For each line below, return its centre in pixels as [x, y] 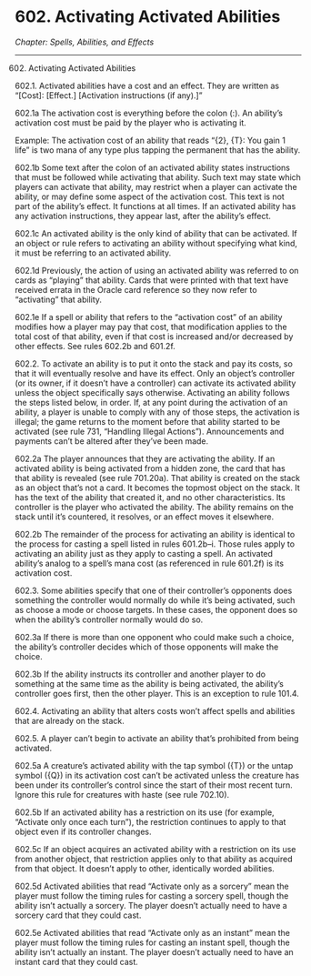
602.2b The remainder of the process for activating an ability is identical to [155, 534]
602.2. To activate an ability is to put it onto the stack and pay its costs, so [154, 363]
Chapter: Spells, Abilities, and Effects [85, 42]
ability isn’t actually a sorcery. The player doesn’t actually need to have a [151, 905]
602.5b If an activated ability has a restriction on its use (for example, [145, 812]
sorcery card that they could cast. [78, 915]
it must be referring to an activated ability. [93, 253]
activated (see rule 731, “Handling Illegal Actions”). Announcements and [150, 431]
